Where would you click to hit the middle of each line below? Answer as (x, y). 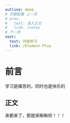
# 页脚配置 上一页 (21, 14)
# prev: (13, 19)
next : (11, 37)
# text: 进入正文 (23, 23)
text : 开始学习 (23, 41)
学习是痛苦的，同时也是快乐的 (35, 86)
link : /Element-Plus (30, 46)
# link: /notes (23, 28)
